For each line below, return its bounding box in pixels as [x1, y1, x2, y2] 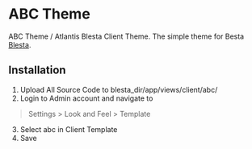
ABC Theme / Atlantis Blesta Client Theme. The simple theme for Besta [8, 31, 245, 41]
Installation [8, 64, 66, 77]
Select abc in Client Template [19, 124, 118, 134]
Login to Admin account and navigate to [19, 93, 153, 103]
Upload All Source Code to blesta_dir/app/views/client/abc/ [19, 85, 218, 94]
